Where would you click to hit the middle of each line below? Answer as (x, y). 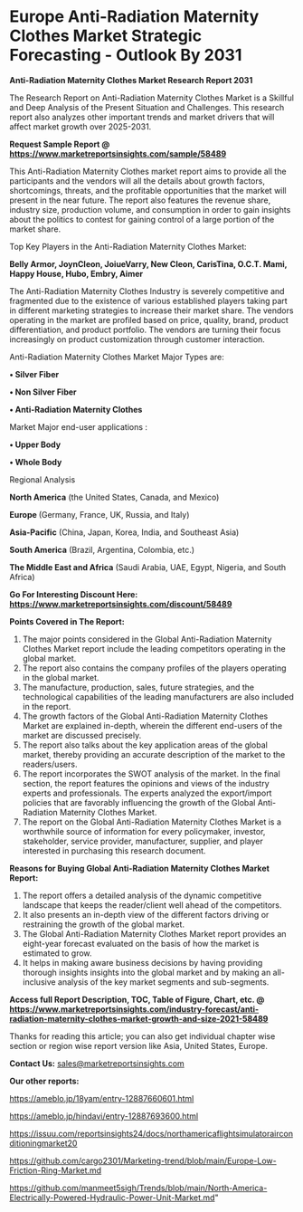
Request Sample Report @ (60, 144)
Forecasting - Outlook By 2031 (126, 55)
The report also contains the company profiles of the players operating (154, 668)
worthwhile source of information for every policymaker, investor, (144, 831)
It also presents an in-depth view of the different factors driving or (146, 914)
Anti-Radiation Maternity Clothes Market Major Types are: (117, 357)
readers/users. (50, 764)
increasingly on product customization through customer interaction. (137, 339)
